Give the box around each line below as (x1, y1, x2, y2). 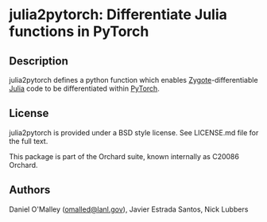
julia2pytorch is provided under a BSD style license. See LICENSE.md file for (9, 127, 259, 137)
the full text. (9, 136, 48, 146)
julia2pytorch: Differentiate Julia (9, 6, 227, 24)
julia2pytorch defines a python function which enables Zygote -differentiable (9, 76, 258, 84)
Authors (9, 183, 51, 197)
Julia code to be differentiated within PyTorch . (9, 84, 160, 93)
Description (9, 54, 68, 68)
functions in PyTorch (9, 22, 149, 41)
